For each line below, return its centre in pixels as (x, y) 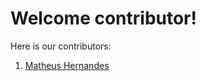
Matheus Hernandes (67, 65)
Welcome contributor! (103, 18)
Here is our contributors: (61, 46)
